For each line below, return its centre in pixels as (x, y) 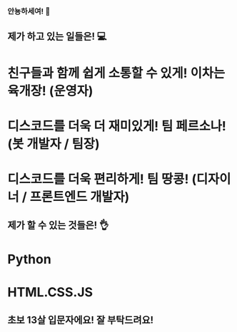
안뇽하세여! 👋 (29, 11)
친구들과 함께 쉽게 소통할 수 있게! (97, 73)
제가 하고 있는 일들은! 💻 (57, 37)
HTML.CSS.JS (50, 292)
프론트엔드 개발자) (80, 197)
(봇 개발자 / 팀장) (54, 144)
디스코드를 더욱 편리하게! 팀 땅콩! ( (102, 179)
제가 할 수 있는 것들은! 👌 (58, 225)
